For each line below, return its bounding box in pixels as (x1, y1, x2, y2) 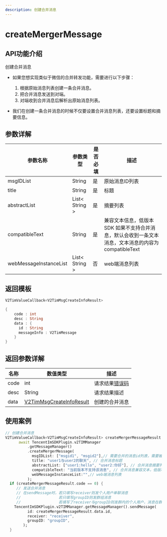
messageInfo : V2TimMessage (18, 330, 77, 335)
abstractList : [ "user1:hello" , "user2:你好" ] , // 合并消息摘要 (31, 462, 160, 467)
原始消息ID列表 (104, 178, 139, 185)
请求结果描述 (93, 389, 124, 396)
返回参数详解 (5, 354, 45, 363)
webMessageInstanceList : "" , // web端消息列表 (31, 472, 122, 477)
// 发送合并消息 (16, 486, 46, 491)
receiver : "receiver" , (27, 514, 75, 519)
